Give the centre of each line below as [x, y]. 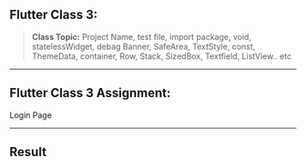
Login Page [31, 115]
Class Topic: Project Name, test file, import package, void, [142, 36]
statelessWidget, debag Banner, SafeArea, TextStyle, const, [143, 46]
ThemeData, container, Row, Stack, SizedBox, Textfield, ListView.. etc [162, 56]
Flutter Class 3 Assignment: [90, 93]
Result [28, 152]
